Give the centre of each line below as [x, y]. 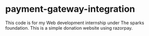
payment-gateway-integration [70, 9]
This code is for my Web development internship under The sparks [75, 23]
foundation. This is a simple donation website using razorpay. [69, 28]
